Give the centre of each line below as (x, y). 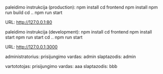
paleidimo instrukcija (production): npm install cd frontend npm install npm (81, 7)
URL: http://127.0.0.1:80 (29, 22)
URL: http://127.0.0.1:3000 (31, 47)
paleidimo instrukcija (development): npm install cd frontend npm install (79, 32)
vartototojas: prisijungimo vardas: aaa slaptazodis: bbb (61, 66)
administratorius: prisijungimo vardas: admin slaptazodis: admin (71, 56)
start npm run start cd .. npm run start (44, 37)
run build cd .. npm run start (34, 12)
